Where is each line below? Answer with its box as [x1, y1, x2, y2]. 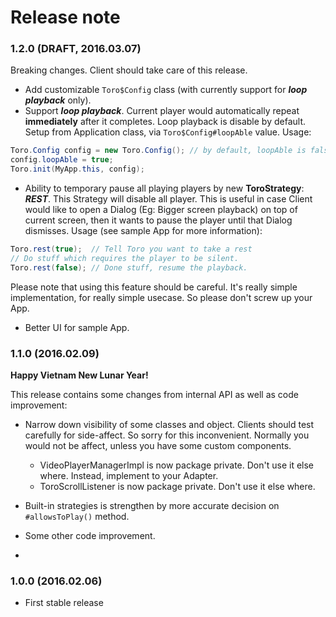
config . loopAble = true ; [10, 155, 114, 165]
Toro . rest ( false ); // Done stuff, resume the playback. [10, 262, 248, 273]
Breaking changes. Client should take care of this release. [10, 64, 248, 76]
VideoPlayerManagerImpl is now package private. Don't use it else [39, 459, 315, 471]
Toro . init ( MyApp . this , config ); [10, 164, 145, 175]
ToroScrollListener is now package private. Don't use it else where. [39, 481, 316, 493]
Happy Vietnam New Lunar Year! [10, 369, 149, 381]
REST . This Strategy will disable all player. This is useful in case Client [24, 193, 313, 205]
